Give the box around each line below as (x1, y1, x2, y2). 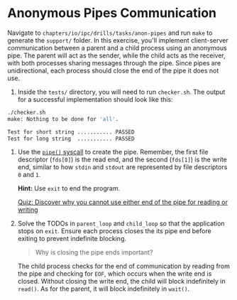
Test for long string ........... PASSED (7, 135, 135, 142)
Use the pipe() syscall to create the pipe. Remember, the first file (17, 148, 209, 156)
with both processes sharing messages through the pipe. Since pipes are (7, 58, 221, 67)
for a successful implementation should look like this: (17, 95, 173, 104)
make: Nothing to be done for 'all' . (7, 115, 119, 122)
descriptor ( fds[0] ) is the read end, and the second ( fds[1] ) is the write (17, 155, 227, 164)
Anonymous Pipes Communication (7, 5, 217, 21)
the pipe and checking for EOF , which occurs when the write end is (17, 269, 212, 278)
